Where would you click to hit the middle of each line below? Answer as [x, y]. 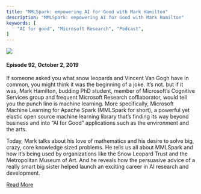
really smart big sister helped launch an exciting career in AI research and [97, 167]
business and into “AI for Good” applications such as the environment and [98, 123]
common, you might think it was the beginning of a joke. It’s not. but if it [95, 84]
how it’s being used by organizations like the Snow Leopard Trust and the [97, 154]
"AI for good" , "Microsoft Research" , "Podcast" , [81, 29]
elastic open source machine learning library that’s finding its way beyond [97, 117]
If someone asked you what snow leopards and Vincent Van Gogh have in [97, 78]
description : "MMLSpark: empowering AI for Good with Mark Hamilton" [95, 17]
